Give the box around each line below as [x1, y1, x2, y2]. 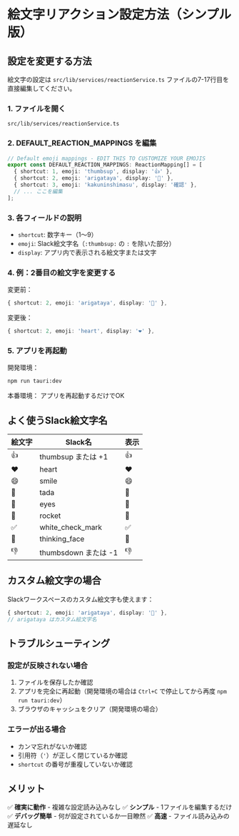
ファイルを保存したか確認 [17, 678, 93, 687]
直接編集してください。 [7, 84, 76, 93]
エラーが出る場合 [7, 725, 66, 735]
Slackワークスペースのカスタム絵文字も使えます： [7, 595, 154, 603]
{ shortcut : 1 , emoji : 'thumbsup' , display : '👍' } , [14, 168, 173, 175]
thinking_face [39, 534, 85, 544]
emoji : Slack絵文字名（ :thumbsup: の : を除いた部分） [17, 240, 176, 248]
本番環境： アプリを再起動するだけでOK [7, 392, 125, 400]
